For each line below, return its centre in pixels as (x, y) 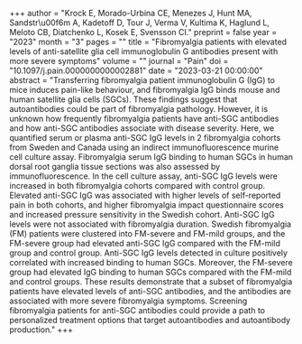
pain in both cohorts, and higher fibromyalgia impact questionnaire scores (146, 205)
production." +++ (41, 330)
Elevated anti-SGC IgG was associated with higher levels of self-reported (145, 195)
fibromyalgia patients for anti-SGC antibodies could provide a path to (137, 310)
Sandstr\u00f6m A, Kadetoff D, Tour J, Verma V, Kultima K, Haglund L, (140, 23)
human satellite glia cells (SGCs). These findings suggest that (124, 99)
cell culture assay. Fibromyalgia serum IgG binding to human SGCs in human (151, 157)
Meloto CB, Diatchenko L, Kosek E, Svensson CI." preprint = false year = (143, 32)
